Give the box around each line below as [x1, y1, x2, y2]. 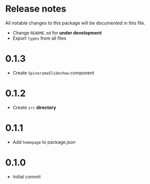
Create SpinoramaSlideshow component [12, 70, 95, 76]
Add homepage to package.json [12, 139, 76, 145]
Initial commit [12, 173, 41, 179]
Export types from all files [12, 35, 67, 41]
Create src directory [12, 104, 56, 110]
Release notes [5, 3, 67, 15]
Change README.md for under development [12, 29, 102, 36]
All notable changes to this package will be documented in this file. [5, 20, 145, 26]
